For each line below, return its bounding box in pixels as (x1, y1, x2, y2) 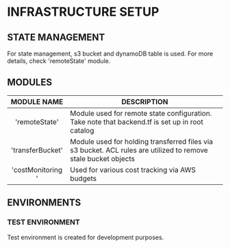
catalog (70, 125, 94, 135)
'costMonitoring (11, 165, 63, 175)
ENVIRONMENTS (7, 197, 81, 209)
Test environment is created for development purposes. (7, 233, 164, 241)
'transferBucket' (11, 145, 63, 155)
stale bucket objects (70, 153, 136, 163)
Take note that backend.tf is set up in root (70, 117, 203, 127)
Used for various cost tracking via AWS (70, 165, 196, 175)
